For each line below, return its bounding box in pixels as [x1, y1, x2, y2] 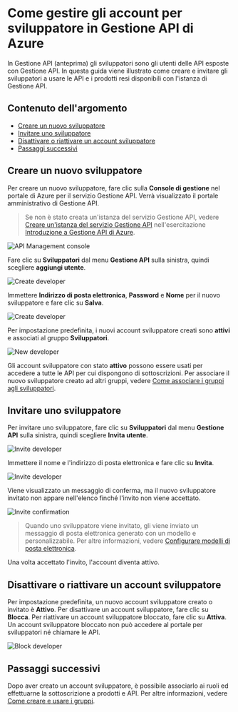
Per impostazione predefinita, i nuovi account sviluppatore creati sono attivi [7, 326, 230, 335]
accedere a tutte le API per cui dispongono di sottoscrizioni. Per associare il [7, 369, 230, 377]
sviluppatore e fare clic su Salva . [7, 298, 104, 307]
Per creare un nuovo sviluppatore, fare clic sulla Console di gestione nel [7, 183, 220, 192]
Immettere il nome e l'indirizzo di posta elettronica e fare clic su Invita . [7, 459, 214, 467]
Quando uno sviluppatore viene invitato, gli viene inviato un [24, 522, 199, 530]
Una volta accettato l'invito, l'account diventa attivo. [7, 558, 160, 566]
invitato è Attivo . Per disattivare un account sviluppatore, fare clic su [7, 605, 209, 614]
